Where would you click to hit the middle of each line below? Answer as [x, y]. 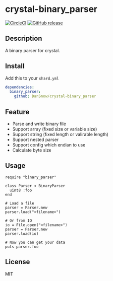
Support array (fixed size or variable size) [55, 129]
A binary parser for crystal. [33, 50]
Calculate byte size [32, 150]
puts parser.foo [22, 247]
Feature [17, 112]
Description [24, 38]
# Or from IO [19, 220]
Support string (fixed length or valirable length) [60, 134]
